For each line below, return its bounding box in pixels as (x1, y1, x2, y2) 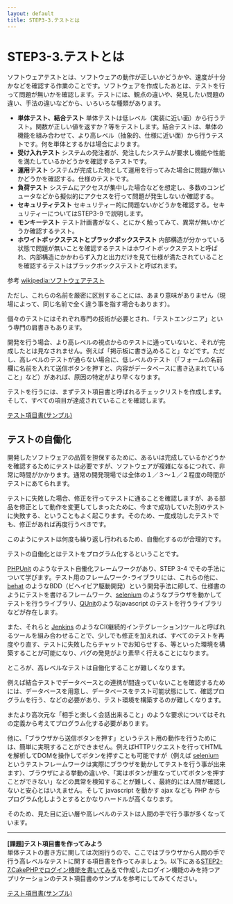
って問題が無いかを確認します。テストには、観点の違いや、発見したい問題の (7, 90, 225, 99)
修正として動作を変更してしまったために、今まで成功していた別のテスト (19, 503, 225, 511)
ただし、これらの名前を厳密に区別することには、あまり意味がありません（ (7, 291, 220, 300)
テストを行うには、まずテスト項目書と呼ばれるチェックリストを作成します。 (7, 387, 225, 396)
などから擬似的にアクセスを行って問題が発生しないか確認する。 (35, 192, 218, 200)
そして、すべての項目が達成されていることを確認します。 (7, 396, 170, 405)
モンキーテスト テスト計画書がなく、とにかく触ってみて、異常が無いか (17, 218, 220, 227)
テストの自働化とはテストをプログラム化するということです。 (7, 550, 182, 558)
